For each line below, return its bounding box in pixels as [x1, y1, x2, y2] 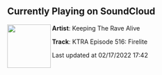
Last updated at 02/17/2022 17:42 [51, 51, 148, 59]
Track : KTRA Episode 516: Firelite [51, 37, 148, 46]
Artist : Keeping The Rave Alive [51, 24, 140, 32]
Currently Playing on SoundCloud [7, 6, 156, 17]
